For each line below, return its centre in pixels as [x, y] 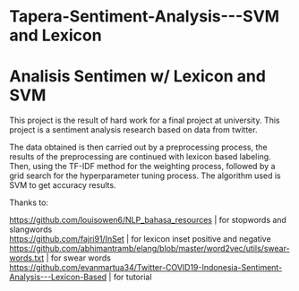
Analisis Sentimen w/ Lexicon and [138, 77]
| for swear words [79, 258]
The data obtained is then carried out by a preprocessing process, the [138, 147]
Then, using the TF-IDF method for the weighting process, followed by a [142, 167]
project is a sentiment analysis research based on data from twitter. [133, 130]
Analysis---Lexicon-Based [58, 277]
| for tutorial [130, 277]
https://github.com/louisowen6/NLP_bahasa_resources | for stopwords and [148, 220]
